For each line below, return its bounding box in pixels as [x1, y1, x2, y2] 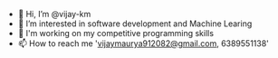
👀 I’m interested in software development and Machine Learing [17, 18, 253, 29]
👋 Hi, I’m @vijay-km [17, 9, 91, 19]
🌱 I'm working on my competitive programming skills [17, 28, 215, 38]
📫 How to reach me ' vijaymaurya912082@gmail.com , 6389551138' [17, 38, 270, 49]
